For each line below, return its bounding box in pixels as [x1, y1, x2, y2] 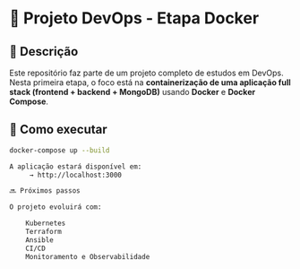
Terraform [25, 228, 63, 237]
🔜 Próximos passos [9, 187, 81, 195]
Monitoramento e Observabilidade [25, 252, 150, 261]
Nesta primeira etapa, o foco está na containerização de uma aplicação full [9, 77, 291, 88]
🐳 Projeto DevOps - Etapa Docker [9, 8, 260, 29]
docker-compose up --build [9, 145, 110, 155]
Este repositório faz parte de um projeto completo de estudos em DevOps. [9, 67, 284, 78]
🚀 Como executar [9, 122, 107, 137]
